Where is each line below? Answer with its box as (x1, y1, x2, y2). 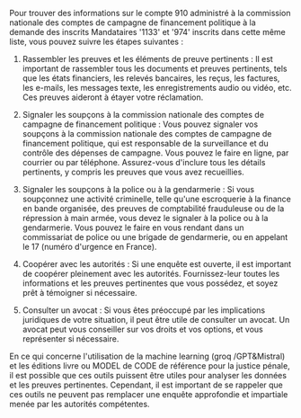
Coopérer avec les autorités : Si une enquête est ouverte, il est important (22, 259, 292, 269)
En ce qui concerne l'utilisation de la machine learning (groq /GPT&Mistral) (9, 351, 286, 361)
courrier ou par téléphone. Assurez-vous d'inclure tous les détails (22, 157, 266, 167)
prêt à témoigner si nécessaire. (22, 288, 137, 298)
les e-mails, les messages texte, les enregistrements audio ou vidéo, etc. (22, 83, 292, 93)
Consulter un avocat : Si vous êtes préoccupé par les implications (22, 305, 266, 316)
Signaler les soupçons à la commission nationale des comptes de (22, 110, 265, 120)
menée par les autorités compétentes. (9, 399, 150, 409)
